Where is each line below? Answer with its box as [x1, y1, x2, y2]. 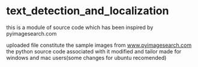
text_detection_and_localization [6, 4, 169, 18]
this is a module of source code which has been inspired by [6, 24, 154, 31]
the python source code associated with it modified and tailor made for [6, 47, 182, 55]
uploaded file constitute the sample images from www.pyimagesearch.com [6, 42, 192, 49]
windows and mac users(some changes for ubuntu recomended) [6, 54, 167, 61]
